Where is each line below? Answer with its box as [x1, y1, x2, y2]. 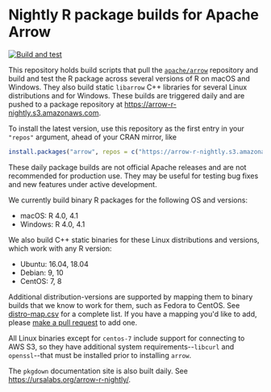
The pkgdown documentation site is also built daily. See [8, 365, 188, 376]
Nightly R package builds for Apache [8, 6, 260, 24]
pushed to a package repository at [8, 99, 123, 109]
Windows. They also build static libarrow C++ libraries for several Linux [8, 82, 248, 92]
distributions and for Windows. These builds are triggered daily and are [8, 90, 245, 100]
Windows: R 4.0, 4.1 [19, 219, 85, 229]
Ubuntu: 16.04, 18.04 [19, 259, 89, 269]
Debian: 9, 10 [19, 268, 64, 277]
